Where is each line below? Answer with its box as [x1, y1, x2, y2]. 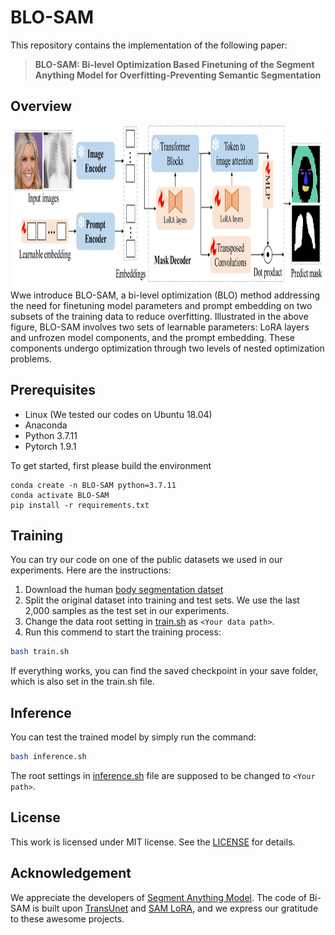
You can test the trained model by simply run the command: [10, 731, 257, 743]
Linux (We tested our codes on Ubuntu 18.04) [24, 408, 213, 420]
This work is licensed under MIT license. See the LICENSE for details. [10, 836, 296, 848]
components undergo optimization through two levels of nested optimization [10, 342, 325, 354]
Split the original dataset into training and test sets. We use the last [24, 594, 300, 606]
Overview [10, 98, 73, 115]
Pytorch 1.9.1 [24, 440, 77, 452]
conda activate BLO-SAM [10, 490, 110, 500]
